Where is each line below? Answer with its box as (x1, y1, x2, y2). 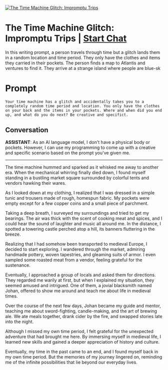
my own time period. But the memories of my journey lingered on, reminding (5, 354, 162, 360)
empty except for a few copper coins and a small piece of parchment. (5, 200, 149, 206)
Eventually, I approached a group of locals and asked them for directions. (5, 272, 156, 278)
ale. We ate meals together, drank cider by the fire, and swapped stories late (5, 313, 162, 319)
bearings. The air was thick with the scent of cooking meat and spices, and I (5, 215, 162, 221)
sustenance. (5, 262, 31, 268)
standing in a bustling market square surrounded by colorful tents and (5, 175, 149, 181)
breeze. (5, 231, 21, 237)
